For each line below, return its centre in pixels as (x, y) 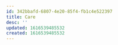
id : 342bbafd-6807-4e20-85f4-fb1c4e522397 (59, 11)
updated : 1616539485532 (36, 28)
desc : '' (17, 22)
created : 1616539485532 (36, 33)
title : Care (21, 17)
